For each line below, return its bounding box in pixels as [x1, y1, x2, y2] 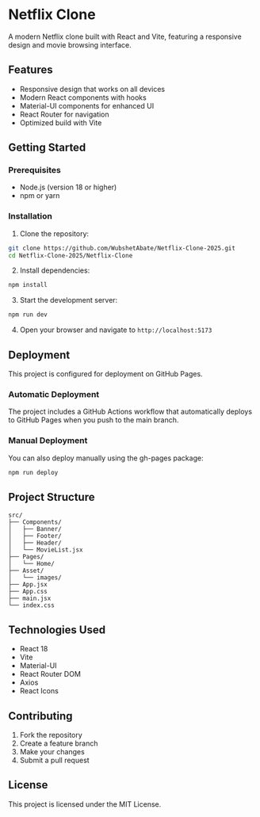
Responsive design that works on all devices [19, 84, 165, 94]
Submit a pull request [19, 755, 90, 765]
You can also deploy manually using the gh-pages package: [8, 453, 204, 463]
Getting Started [8, 141, 86, 155]
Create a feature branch [19, 739, 98, 748]
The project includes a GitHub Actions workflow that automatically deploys [8, 407, 252, 417]
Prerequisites [8, 165, 61, 176]
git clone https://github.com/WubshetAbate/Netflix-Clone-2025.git [8, 244, 236, 252]
